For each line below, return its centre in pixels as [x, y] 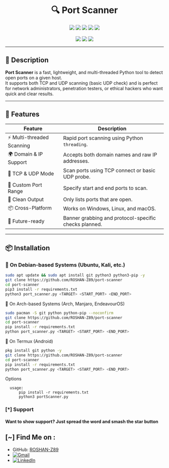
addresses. [76, 161]
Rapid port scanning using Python [103, 138]
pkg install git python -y [33, 351]
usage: [17, 388]
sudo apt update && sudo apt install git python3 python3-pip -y [75, 276]
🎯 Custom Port [25, 185]
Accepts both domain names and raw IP [110, 155]
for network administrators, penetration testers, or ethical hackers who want [84, 88]
